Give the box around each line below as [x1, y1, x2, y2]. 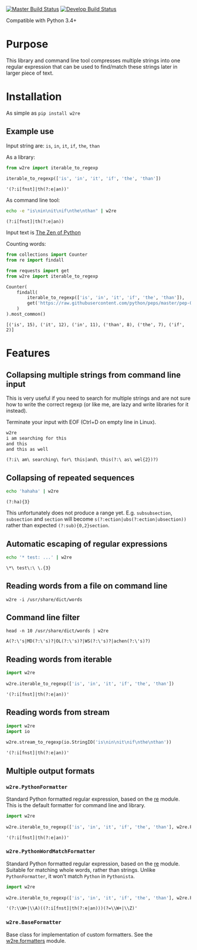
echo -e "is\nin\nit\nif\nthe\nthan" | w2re [6, 208, 117, 214]
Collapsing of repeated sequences [6, 473, 135, 483]
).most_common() [6, 312, 46, 317]
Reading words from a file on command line [6, 581, 168, 591]
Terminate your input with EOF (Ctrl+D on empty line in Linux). [6, 418, 157, 426]
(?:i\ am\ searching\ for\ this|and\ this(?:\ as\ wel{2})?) [6, 457, 159, 463]
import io [6, 728, 30, 734]
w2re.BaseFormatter [6, 919, 62, 926]
